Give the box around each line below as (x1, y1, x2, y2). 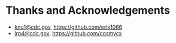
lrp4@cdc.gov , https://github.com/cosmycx (14, 29, 122, 36)
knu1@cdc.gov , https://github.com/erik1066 (14, 23, 123, 30)
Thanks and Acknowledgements (5, 4, 171, 17)
